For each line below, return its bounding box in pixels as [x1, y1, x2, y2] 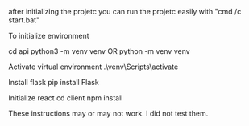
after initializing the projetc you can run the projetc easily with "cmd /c [8, 7, 242, 16]
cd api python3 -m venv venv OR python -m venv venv [8, 47, 191, 55]
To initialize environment [8, 31, 90, 40]
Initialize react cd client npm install [8, 93, 123, 103]
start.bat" [8, 15, 40, 25]
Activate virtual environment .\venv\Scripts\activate [8, 62, 179, 71]
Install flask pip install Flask [8, 78, 99, 87]
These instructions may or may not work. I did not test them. [8, 108, 209, 118]
